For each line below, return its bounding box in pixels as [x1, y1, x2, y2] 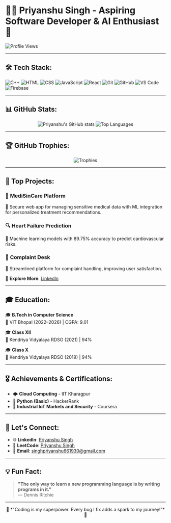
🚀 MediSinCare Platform [5, 192, 66, 199]
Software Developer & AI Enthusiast [5, 15, 159, 27]
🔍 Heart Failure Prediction [5, 222, 72, 229]
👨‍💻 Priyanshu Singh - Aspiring [5, 5, 136, 16]
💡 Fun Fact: [5, 467, 42, 476]
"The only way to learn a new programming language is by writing [17, 481, 160, 487]
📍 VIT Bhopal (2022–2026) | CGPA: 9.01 [5, 319, 89, 325]
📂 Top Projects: [5, 177, 54, 186]
